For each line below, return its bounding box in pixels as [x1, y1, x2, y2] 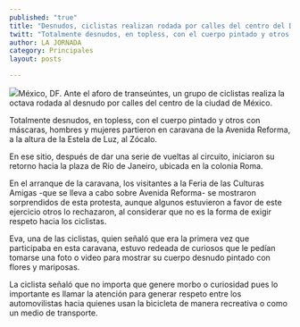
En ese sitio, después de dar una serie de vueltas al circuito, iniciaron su [9, 151, 275, 162]
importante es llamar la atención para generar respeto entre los [9, 289, 242, 299]
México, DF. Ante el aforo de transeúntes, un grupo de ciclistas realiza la [18, 88, 286, 98]
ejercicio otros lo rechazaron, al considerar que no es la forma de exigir [9, 206, 272, 217]
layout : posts [9, 54, 62, 63]
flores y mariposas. [9, 262, 80, 272]
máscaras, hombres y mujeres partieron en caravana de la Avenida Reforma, [9, 124, 291, 135]
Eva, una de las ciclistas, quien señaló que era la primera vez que [9, 233, 250, 244]
